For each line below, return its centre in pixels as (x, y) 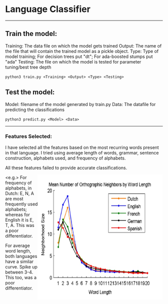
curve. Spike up (21, 266)
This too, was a (21, 277)
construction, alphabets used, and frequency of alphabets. (65, 158)
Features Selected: (29, 136)
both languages (21, 256)
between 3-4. (19, 272)
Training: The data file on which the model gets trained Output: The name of (83, 45)
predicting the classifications (35, 109)
